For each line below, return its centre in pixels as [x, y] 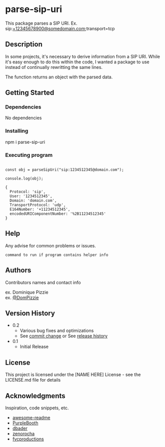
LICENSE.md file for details [33, 380]
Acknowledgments [35, 396]
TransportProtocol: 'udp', [38, 205]
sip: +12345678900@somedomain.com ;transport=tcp [60, 28]
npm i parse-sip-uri [25, 142]
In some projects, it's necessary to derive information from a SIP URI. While [82, 56]
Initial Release [34, 347]
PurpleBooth [25, 423]
